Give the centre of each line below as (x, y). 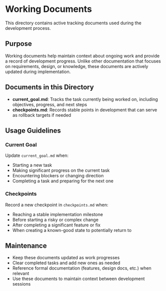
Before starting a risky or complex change (55, 219)
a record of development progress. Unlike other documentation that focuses (83, 61)
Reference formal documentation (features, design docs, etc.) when (82, 268)
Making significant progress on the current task (61, 170)
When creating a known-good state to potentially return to (72, 230)
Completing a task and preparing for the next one (63, 181)
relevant (21, 274)
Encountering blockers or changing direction (58, 176)
